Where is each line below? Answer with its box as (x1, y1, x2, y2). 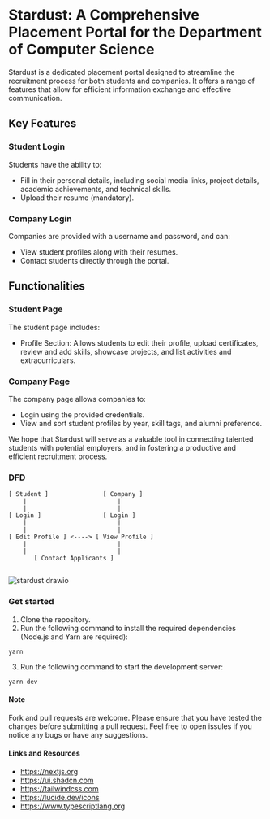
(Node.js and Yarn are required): (19, 632, 128, 642)
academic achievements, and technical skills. (19, 184, 172, 194)
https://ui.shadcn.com (19, 775, 95, 785)
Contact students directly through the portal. (19, 255, 169, 265)
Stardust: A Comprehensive (8, 6, 200, 24)
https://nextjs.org (19, 766, 79, 776)
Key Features (8, 116, 77, 131)
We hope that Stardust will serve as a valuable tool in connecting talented (8, 433, 254, 444)
